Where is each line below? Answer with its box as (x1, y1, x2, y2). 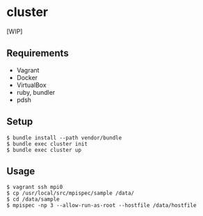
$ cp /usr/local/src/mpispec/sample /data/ (6, 190, 135, 197)
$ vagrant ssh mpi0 (6, 184, 63, 191)
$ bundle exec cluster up (6, 146, 81, 153)
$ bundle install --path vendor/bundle (6, 134, 122, 141)
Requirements (6, 47, 69, 59)
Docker (16, 73, 38, 82)
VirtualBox (16, 81, 47, 89)
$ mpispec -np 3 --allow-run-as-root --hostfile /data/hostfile (6, 202, 197, 209)
